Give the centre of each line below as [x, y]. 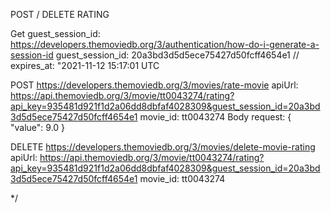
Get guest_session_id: [55, 33]
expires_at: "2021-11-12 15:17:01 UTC [85, 65]
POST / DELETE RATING [60, 14]
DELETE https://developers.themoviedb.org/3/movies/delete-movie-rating [163, 147]
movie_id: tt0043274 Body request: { [215, 117]
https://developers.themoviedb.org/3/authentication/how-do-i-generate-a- [165, 44]
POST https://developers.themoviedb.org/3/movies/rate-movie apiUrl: [154, 85]
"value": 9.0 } [38, 127]
